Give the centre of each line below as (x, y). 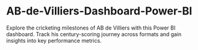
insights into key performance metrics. (54, 40)
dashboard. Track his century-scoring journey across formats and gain (94, 34)
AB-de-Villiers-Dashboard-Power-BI (99, 11)
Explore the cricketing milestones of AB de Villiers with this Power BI (91, 28)
